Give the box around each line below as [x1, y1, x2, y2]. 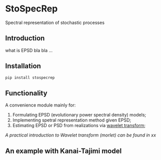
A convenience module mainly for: [5, 102, 76, 108]
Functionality [5, 88, 48, 97]
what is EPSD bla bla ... [5, 47, 53, 53]
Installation [5, 62, 41, 70]
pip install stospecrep [5, 75, 55, 80]
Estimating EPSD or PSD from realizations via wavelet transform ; [12, 122, 146, 128]
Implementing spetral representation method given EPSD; [12, 117, 131, 123]
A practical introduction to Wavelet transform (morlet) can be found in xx [5, 132, 156, 138]
